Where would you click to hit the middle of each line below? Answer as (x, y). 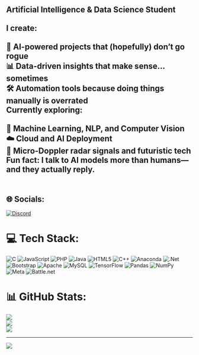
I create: (22, 28)
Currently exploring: (44, 110)
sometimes (27, 79)
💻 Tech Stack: (43, 239)
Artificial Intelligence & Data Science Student (91, 10)
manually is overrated (47, 101)
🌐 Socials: (25, 199)
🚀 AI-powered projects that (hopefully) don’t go (96, 47)
